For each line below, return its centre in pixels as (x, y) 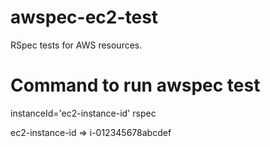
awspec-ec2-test (84, 17)
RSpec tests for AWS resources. (76, 45)
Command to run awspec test (135, 85)
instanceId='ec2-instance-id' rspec (83, 113)
